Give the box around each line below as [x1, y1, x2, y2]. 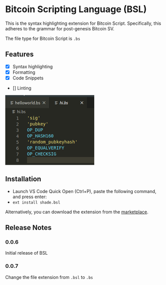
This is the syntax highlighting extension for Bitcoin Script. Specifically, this [5, 20, 161, 26]
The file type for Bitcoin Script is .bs [5, 35, 81, 41]
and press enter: [12, 194, 47, 200]
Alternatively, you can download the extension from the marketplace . [5, 209, 149, 215]
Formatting [12, 69, 35, 75]
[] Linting [12, 85, 32, 91]
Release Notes [5, 223, 52, 232]
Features [5, 50, 34, 59]
